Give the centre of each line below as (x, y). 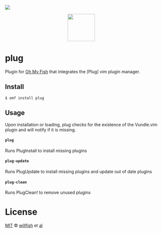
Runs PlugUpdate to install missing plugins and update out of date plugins (79, 171)
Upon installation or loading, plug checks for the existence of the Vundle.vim (81, 124)
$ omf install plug (25, 98)
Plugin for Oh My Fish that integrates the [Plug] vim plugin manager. (73, 71)
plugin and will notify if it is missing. (41, 130)
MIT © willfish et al (24, 226)
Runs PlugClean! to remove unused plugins (48, 193)
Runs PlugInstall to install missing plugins (46, 151)
